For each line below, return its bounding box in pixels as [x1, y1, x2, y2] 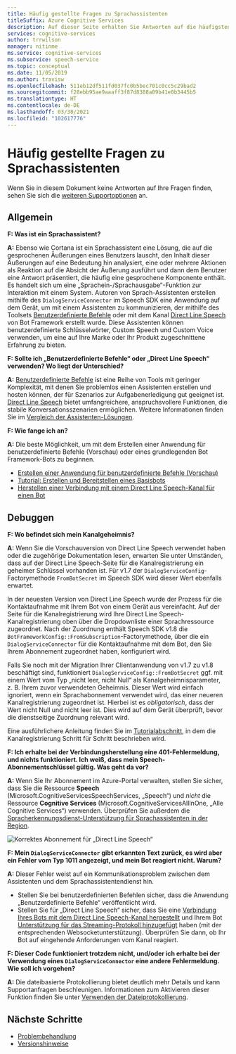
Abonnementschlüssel [7, 763, 75, 771]
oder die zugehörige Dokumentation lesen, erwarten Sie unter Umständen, [7, 552, 223, 560]
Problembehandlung [17, 1032, 77, 1040]
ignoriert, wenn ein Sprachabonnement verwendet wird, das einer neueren [7, 691, 223, 699]
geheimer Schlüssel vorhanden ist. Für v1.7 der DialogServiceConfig [7, 566, 205, 575]
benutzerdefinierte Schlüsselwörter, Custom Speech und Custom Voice [7, 326, 214, 334]
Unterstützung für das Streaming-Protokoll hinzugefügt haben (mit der [17, 921, 222, 929]
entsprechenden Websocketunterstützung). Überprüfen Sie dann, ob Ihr [17, 928, 226, 936]
